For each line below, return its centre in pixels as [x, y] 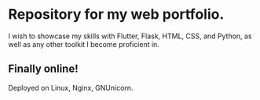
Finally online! [43, 69]
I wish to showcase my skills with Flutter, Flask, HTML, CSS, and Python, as [130, 36]
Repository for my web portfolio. [116, 14]
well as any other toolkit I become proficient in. [84, 44]
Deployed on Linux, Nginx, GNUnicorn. [71, 87]
